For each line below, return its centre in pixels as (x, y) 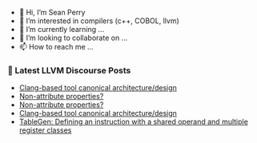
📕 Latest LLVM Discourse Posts (69, 70)
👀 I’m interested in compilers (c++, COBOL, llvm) (99, 21)
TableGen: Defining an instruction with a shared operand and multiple (134, 122)
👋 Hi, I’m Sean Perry (52, 12)
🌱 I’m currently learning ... (62, 29)
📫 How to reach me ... (56, 47)
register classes (45, 130)
